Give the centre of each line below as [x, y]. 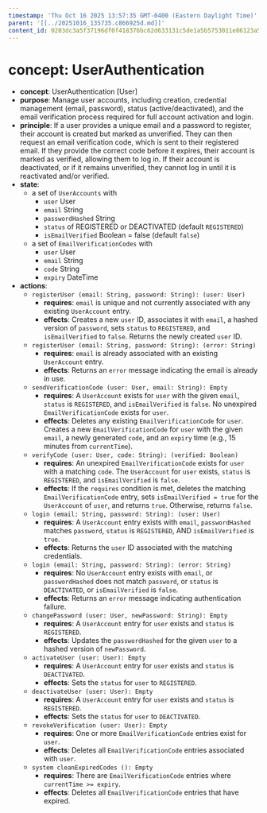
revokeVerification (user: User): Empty [99, 726]
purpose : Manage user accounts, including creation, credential [123, 100]
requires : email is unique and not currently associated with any [147, 303]
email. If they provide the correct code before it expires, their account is [137, 151]
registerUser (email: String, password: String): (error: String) [144, 346]
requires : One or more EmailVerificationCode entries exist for [145, 734]
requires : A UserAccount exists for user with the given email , [141, 396]
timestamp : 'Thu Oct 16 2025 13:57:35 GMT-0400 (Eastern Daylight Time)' [133, 15]
